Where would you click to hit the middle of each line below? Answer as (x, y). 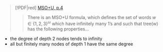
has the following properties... (58, 29)
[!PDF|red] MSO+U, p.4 (39, 8)
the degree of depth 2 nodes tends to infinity (56, 38)
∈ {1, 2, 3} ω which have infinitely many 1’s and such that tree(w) (93, 23)
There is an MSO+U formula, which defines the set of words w (92, 17)
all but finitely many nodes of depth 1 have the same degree (71, 44)
